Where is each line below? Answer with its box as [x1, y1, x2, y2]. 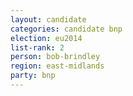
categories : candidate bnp [10, 24, 123, 34]
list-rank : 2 [10, 42, 65, 53]
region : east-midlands [10, 61, 105, 71]
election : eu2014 [10, 33, 83, 43]
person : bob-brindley [10, 52, 101, 62]
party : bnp [10, 71, 56, 81]
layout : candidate [10, 14, 87, 25]
